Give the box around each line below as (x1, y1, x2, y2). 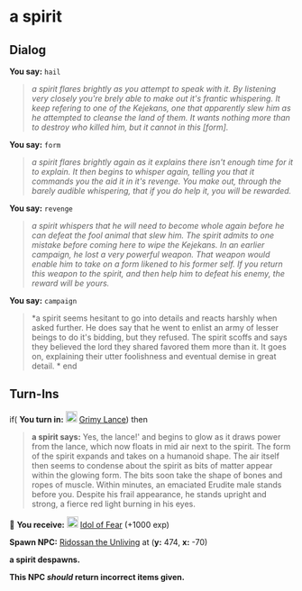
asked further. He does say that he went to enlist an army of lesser (31, 323, 279, 332)
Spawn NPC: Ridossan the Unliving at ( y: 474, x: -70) (9, 536, 208, 547)
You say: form (9, 140, 61, 150)
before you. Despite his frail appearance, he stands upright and (31, 488, 268, 499)
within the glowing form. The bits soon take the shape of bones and (31, 469, 283, 480)
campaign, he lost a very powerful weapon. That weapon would (31, 250, 270, 259)
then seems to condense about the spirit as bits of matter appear (31, 459, 273, 470)
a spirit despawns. (9, 554, 81, 565)
